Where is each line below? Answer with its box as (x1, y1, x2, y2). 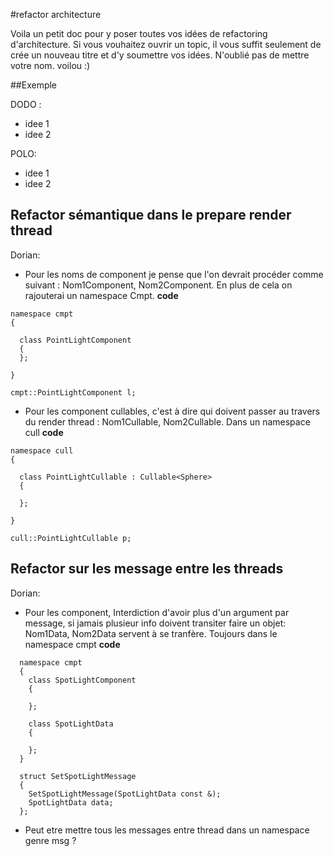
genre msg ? (24, 834, 77, 846)
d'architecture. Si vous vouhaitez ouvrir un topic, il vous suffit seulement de (10, 39, 322, 50)
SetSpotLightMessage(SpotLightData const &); (28, 789, 222, 799)
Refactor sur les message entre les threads (10, 560, 284, 578)
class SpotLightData (28, 719, 114, 729)
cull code (24, 426, 64, 438)
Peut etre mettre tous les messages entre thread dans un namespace (24, 824, 310, 836)
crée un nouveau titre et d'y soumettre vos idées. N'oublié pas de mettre (10, 49, 310, 61)
